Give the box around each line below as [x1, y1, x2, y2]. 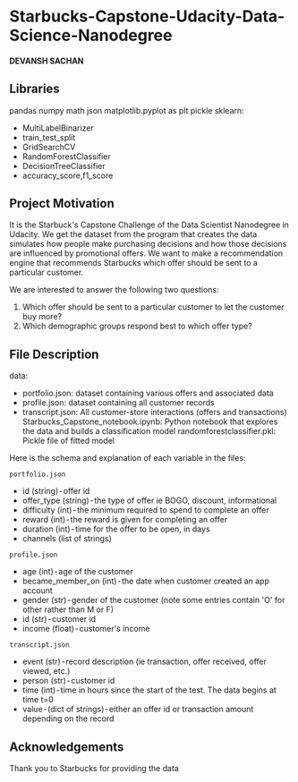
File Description [9, 346, 99, 361]
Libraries [9, 81, 60, 97]
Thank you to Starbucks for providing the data [9, 763, 179, 774]
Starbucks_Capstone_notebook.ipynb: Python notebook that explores [21, 416, 278, 427]
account [21, 585, 54, 596]
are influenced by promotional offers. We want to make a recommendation [9, 248, 284, 259]
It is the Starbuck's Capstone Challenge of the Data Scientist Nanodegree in [9, 219, 289, 230]
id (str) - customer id [21, 614, 97, 625]
